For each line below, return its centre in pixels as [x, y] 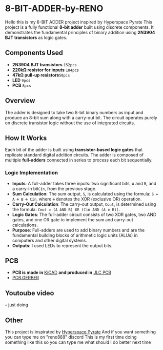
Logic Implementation [31, 173]
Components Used [34, 53]
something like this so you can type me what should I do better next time [78, 342]
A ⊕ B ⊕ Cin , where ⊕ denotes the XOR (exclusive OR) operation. [77, 199]
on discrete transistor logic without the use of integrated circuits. [70, 123]
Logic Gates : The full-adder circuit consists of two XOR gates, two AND [84, 214]
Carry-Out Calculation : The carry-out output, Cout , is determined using [84, 204]
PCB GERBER [25, 278]
